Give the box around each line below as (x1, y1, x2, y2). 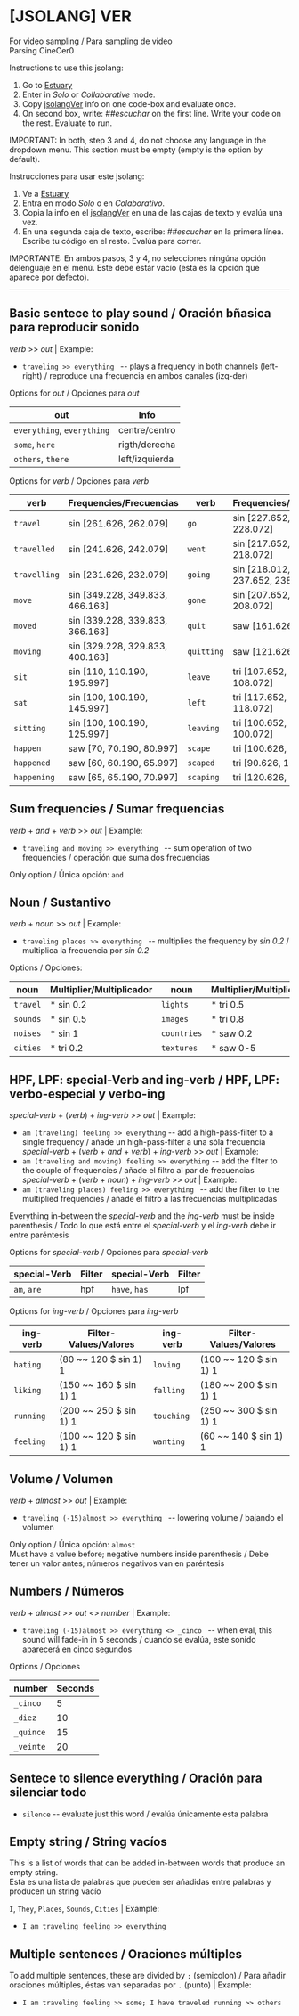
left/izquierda (118, 453, 174, 465)
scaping (187, 772, 220, 782)
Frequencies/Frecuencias (68, 496, 180, 509)
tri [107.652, (232, 665, 287, 678)
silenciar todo (9, 1784, 87, 1800)
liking (13, 1385, 42, 1396)
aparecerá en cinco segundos (21, 1644, 133, 1654)
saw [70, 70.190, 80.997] (68, 742, 179, 755)
